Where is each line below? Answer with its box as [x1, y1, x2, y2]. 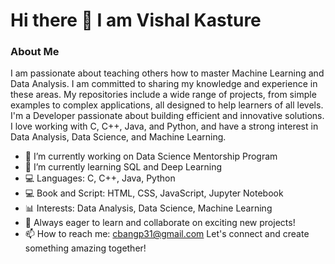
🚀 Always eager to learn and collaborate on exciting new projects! [24, 217, 296, 229]
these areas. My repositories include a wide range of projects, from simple [10, 89, 317, 101]
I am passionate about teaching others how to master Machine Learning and [10, 67, 325, 79]
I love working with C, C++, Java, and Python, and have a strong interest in [10, 120, 319, 133]
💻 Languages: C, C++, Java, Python [24, 172, 176, 184]
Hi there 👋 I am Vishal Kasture [10, 9, 262, 32]
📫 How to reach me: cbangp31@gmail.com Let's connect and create [24, 228, 310, 240]
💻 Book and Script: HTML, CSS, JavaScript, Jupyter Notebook [24, 187, 284, 199]
